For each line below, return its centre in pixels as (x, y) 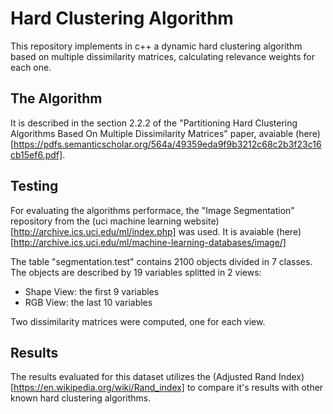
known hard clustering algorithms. (81, 398)
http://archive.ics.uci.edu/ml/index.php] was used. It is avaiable (144, 231)
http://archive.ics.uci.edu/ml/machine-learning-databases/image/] (150, 242)
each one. (31, 67)
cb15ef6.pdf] (36, 154)
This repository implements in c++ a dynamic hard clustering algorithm (156, 46)
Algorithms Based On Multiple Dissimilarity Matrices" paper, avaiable (152, 133)
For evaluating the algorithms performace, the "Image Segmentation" (152, 210)
